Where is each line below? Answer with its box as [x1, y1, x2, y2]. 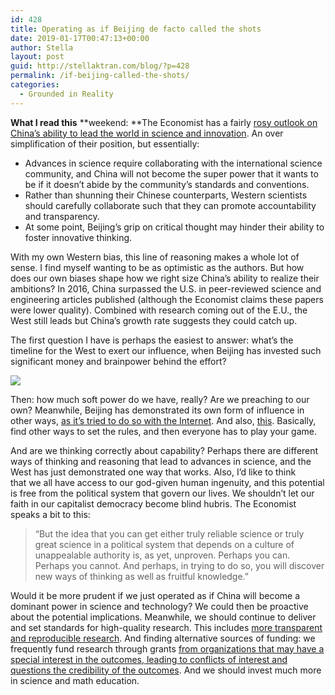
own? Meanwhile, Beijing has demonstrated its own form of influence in [10, 404, 305, 416]
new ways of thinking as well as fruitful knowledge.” [34, 570, 250, 582]
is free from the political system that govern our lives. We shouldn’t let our [10, 487, 315, 499]
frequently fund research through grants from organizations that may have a [10, 642, 325, 655]
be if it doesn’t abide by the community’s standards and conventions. [24, 178, 310, 190]
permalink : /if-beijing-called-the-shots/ [10, 71, 190, 81]
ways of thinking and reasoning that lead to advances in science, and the [10, 455, 312, 467]
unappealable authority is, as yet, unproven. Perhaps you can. [34, 549, 291, 561]
